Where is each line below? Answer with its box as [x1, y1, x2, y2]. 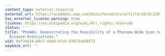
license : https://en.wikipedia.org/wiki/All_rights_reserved [5, 20, 133, 26]
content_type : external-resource [5, 7, 74, 12]
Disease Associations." [9, 35, 58, 39]
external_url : [5, 12, 34, 17]
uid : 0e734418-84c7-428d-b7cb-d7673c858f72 [5, 39, 96, 44]
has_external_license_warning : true [5, 16, 80, 21]
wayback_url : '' [5, 43, 38, 48]
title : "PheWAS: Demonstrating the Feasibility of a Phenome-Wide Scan [5, 30, 155, 35]
